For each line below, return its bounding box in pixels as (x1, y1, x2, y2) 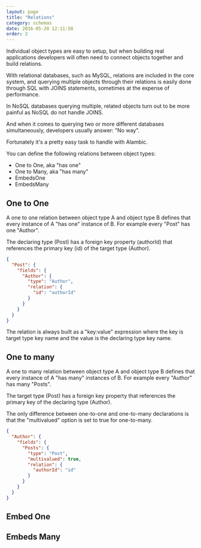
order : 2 (6, 31, 28, 37)
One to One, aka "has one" (14, 162, 81, 169)
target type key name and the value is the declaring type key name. (6, 335, 172, 342)
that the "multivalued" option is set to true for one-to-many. (6, 417, 153, 424)
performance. (6, 91, 40, 98)
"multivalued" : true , (28, 456, 82, 462)
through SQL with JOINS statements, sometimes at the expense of (6, 84, 170, 92)
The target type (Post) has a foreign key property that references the (6, 392, 176, 399)
